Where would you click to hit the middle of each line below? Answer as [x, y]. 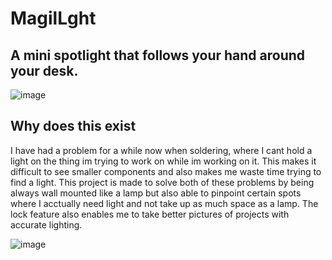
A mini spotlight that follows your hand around [158, 55]
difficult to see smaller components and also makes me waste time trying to [166, 171]
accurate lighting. [46, 224]
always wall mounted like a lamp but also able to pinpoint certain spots [156, 193]
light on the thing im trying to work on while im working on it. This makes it [163, 161]
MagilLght [53, 18]
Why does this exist [73, 126]
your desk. [44, 70]
